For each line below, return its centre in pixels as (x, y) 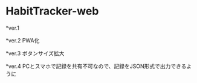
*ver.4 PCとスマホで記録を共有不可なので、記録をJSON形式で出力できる (96, 66)
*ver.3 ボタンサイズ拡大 (35, 53)
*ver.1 (12, 28)
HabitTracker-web (52, 11)
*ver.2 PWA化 (23, 40)
